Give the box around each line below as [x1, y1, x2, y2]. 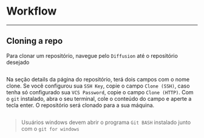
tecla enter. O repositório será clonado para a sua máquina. [6, 102, 155, 109]
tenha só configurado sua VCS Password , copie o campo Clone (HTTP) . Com [6, 88, 194, 95]
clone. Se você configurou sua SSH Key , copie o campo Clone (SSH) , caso [6, 82, 190, 89]
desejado [6, 58, 30, 66]
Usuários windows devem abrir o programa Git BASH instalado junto [21, 119, 191, 126]
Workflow [6, 4, 57, 18]
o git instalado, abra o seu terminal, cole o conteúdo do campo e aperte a [6, 95, 192, 102]
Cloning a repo [6, 36, 63, 46]
